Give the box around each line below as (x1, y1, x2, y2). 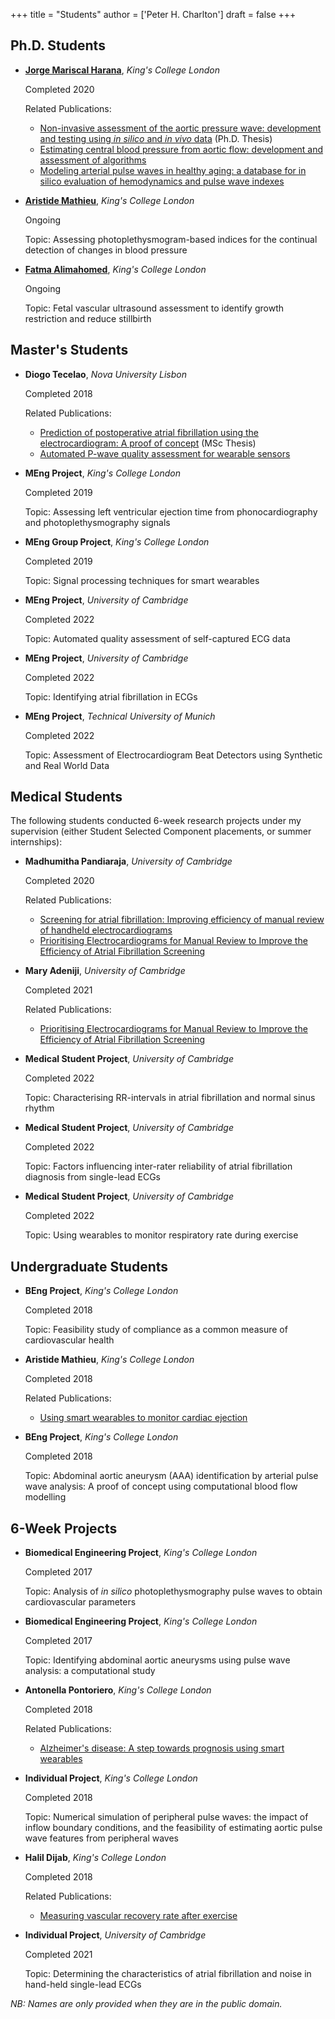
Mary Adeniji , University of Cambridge (24, 965, 186, 977)
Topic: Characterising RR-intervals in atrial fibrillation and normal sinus (24, 1092, 316, 1104)
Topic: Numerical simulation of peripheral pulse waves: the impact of (24, 1811, 309, 1823)
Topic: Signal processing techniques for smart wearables (24, 574, 260, 586)
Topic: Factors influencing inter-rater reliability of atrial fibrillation (24, 1160, 293, 1173)
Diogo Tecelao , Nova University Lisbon (24, 368, 187, 380)
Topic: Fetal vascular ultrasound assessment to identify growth (24, 302, 285, 314)
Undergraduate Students (10, 1258, 169, 1275)
